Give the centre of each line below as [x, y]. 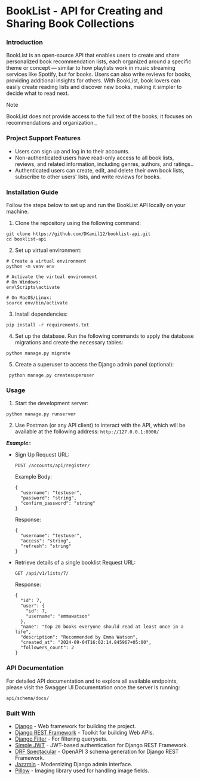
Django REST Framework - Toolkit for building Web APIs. [84, 732]
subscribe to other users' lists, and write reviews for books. [88, 177]
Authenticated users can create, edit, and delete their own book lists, [100, 170]
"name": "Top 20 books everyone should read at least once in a [102, 627]
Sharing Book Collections [70, 24]
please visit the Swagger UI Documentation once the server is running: [93, 687]
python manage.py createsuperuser [52, 375]
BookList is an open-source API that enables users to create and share [93, 56]
